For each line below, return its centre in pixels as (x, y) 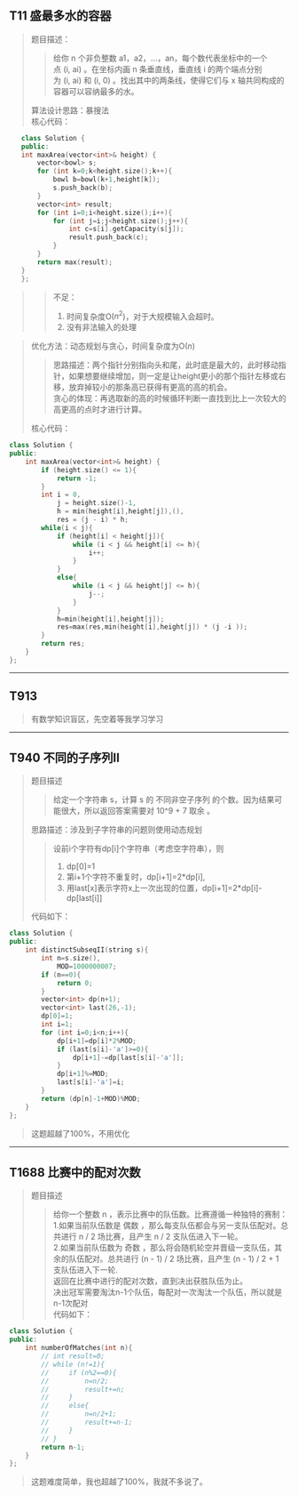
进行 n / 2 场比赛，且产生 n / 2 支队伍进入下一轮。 (152, 1237)
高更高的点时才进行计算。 (100, 410)
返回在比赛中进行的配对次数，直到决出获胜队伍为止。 (150, 1281)
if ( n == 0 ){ (61, 975)
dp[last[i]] (84, 898)
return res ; (63, 644)
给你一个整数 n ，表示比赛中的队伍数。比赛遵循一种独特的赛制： (170, 1214)
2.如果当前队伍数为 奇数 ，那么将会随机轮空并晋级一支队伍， (164, 1248)
